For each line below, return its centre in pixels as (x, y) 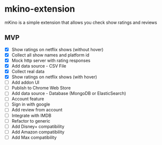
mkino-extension (40, 9)
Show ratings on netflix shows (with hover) (54, 77)
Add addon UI (25, 82)
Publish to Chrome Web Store (41, 88)
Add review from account (37, 110)
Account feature (28, 99)
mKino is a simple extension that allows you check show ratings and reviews (81, 22)
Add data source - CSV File (39, 66)
